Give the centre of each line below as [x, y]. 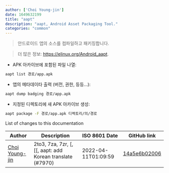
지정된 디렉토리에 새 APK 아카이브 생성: [51, 104]
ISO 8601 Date [100, 135]
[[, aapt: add [48, 150]
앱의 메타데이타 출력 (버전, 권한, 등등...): [52, 84]
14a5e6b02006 [142, 153]
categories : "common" [28, 29]
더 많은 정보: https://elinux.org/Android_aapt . [63, 54]
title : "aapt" [20, 19]
